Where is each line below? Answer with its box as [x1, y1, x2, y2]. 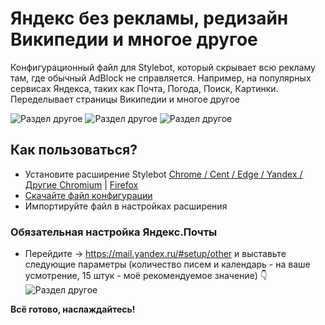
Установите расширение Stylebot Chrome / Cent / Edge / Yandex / [24, 168, 303, 180]
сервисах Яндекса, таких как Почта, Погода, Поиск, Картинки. [10, 82, 279, 94]
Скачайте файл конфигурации [24, 189, 153, 201]
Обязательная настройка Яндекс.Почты [10, 225, 218, 239]
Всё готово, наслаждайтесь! [10, 303, 136, 316]
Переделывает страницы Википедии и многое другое [10, 93, 240, 105]
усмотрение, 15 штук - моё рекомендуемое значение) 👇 [24, 270, 268, 282]
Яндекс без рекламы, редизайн [10, 7, 289, 30]
